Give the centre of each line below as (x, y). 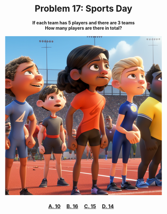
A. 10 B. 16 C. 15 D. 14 (81, 207)
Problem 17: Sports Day (83, 9)
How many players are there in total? (83, 28)
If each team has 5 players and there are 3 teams (83, 22)
